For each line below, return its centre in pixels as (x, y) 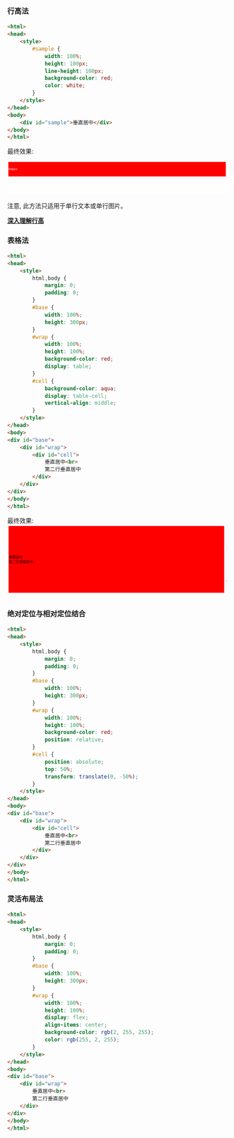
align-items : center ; (76, 1025)
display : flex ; (67, 1018)
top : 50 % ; (58, 769)
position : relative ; (74, 740)
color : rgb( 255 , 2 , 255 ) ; (82, 1040)
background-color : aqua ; (80, 389)
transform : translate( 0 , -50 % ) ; (91, 777)
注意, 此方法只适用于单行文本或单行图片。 (67, 205)
